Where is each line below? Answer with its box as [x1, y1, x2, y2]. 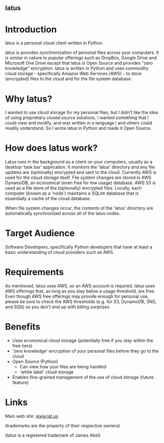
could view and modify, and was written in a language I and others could [5, 120, 153, 126]
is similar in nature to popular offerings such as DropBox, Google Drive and [5, 55, 157, 61]
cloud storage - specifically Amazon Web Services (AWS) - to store [5, 71, 142, 77]
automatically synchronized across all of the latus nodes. [5, 210, 121, 216]
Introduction [5, 24, 57, 35]
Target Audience [5, 228, 75, 239]
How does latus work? [5, 143, 98, 154]
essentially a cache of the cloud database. [5, 196, 91, 201]
